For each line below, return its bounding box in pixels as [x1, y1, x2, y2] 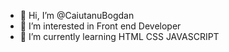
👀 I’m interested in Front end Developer [19, 20, 182, 32]
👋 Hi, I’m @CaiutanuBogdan [19, 10, 135, 21]
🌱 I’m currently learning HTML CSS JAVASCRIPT [19, 31, 220, 42]
